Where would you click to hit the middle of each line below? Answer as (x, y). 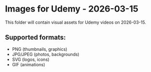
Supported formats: (36, 37)
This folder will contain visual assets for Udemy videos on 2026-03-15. (75, 22)
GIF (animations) (29, 64)
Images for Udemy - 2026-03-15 (72, 9)
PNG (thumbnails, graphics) (40, 49)
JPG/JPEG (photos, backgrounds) (46, 54)
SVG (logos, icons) (31, 59)
